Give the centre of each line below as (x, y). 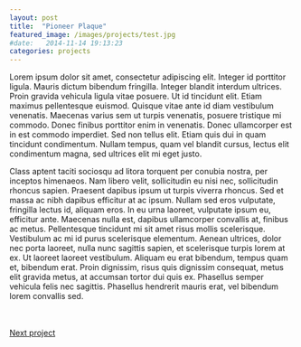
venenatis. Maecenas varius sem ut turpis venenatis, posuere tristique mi (146, 116)
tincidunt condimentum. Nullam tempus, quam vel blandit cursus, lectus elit (149, 145)
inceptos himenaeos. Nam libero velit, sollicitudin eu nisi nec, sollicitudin (144, 181)
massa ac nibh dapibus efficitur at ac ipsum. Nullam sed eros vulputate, (142, 201)
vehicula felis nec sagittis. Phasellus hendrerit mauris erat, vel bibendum (144, 286)
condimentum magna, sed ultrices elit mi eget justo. (106, 154)
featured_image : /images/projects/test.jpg (93, 34)
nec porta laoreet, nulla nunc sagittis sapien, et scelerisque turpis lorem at (147, 249)
